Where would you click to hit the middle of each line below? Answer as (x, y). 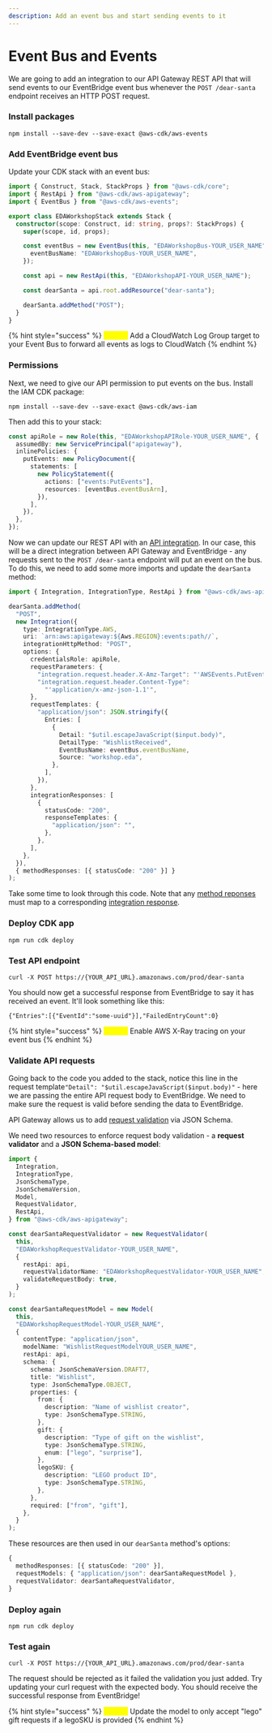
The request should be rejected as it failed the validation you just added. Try (136, 1679)
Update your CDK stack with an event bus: (79, 172)
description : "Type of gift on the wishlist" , (124, 1438)
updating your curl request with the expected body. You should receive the (133, 1687)
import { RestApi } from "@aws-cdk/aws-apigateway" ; (99, 194)
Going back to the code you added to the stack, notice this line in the (123, 1078)
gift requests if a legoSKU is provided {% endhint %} (96, 1720)
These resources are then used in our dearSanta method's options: (119, 1544)
